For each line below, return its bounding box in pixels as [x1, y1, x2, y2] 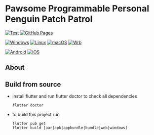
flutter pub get [12, 121, 46, 126]
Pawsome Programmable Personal [5, 3, 150, 14]
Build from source [5, 80, 61, 89]
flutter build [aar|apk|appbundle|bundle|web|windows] [12, 126, 128, 131]
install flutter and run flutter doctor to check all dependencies [12, 93, 137, 99]
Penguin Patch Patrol [5, 13, 93, 25]
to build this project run [12, 112, 60, 118]
